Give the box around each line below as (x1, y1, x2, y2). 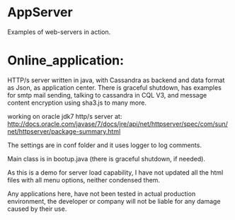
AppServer (7, 4, 73, 21)
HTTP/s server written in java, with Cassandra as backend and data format (7, 76, 225, 84)
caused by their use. (7, 204, 67, 213)
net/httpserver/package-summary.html (7, 127, 121, 135)
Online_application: (7, 52, 125, 69)
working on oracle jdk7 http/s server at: (7, 112, 122, 120)
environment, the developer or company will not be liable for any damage (7, 197, 221, 205)
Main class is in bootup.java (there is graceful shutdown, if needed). (7, 154, 205, 163)
